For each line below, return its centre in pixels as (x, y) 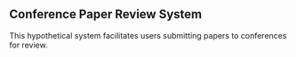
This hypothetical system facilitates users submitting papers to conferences (148, 35)
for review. (28, 45)
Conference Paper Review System (106, 14)
